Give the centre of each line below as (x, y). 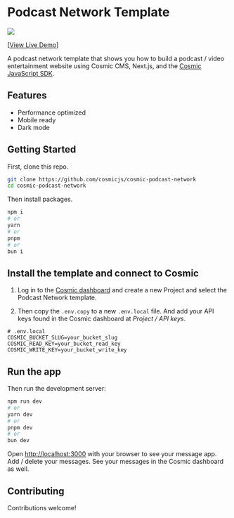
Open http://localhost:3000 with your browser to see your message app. (112, 454)
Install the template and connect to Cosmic (103, 273)
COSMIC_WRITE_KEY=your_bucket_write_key (67, 350)
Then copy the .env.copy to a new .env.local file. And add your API (116, 311)
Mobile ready (37, 119)
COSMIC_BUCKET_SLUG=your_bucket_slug (63, 338)
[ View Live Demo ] (33, 45)
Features (27, 96)
